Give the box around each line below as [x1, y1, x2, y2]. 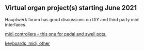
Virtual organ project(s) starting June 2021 [5, 4, 137, 12]
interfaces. [5, 22, 27, 27]
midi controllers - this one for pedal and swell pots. [5, 31, 107, 37]
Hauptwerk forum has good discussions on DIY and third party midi [5, 16, 140, 22]
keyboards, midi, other [5, 40, 50, 46]
